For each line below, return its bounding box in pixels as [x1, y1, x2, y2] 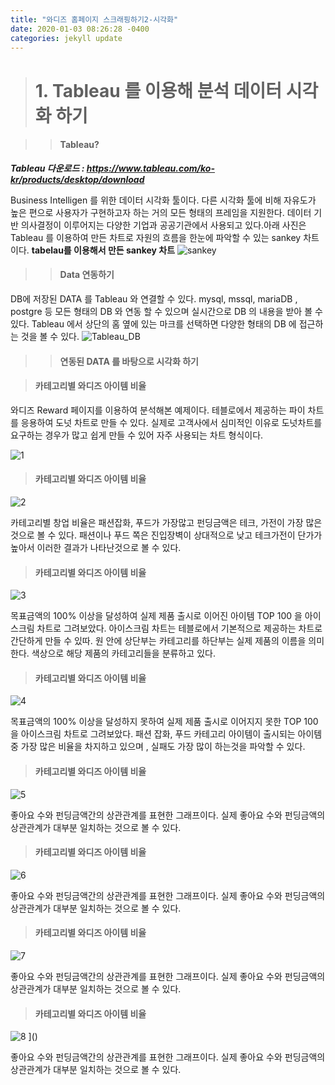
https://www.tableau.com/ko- [86, 162, 216, 174]
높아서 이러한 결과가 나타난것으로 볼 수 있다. [10, 541, 182, 553]
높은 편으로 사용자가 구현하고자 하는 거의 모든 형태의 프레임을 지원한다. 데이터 [10, 206, 312, 218]
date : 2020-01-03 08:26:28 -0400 [10, 24, 150, 34]
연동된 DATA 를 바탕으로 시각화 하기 [59, 355, 199, 367]
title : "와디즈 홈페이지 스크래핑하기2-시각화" [10, 14, 179, 25]
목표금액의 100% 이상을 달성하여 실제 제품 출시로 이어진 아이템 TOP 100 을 [10, 610, 303, 622]
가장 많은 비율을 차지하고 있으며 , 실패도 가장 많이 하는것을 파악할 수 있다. [20, 741, 306, 753]
